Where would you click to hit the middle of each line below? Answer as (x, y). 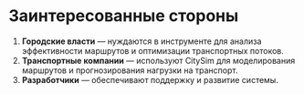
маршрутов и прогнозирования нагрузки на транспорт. (130, 70)
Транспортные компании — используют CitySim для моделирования (158, 60)
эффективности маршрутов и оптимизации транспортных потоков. (153, 50)
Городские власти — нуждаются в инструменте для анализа (142, 41)
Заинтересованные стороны (124, 16)
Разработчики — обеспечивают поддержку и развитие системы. (150, 79)
